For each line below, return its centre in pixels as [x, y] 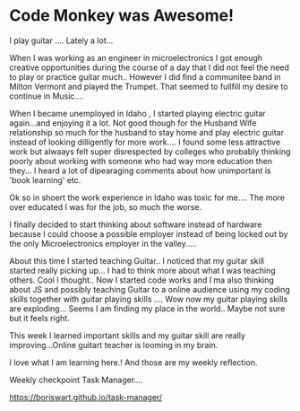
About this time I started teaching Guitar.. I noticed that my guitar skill [137, 260]
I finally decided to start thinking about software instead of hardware [136, 224]
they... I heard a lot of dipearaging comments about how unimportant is [140, 171]
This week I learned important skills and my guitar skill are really [128, 335]
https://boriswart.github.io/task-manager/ [86, 397]
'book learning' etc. [45, 179]
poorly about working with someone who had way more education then [141, 161]
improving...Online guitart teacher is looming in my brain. [114, 345]
